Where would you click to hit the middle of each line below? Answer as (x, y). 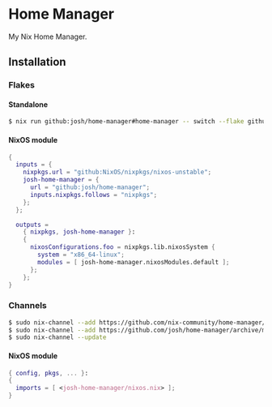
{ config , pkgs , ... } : (49, 373)
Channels (28, 306)
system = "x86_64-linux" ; (81, 255)
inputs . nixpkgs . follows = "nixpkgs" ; (93, 195)
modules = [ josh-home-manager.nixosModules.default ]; (134, 262)
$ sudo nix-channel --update (57, 337)
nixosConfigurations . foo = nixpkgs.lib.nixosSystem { (123, 247)
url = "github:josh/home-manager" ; (90, 187)
